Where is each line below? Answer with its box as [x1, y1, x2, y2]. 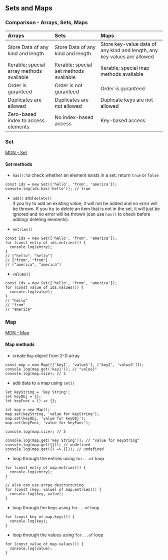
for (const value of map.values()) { [5, 541, 84, 546]
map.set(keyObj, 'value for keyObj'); [5, 416, 86, 421]
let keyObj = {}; [5, 394, 41, 399]
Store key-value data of [100, 40, 156, 47]
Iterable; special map [100, 64, 150, 71]
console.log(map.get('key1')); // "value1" [5, 366, 97, 371]
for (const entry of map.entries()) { [5, 465, 86, 470]
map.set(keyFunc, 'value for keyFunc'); [5, 420, 91, 425]
